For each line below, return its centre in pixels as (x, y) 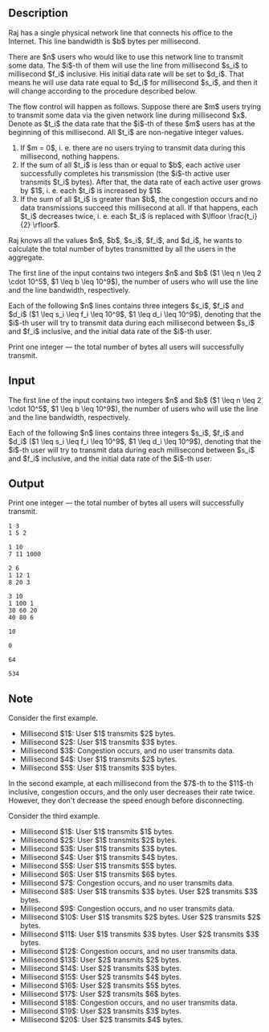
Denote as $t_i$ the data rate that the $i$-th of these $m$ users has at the (132, 123)
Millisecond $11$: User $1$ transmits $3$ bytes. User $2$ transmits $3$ (139, 934)
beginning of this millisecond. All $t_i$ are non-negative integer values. (126, 132)
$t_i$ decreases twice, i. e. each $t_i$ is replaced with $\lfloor (123, 216)
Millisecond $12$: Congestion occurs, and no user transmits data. (128, 952)
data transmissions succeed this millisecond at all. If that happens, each (139, 208)
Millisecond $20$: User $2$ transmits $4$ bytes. (101, 1020)
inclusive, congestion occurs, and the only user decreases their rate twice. (132, 792)
